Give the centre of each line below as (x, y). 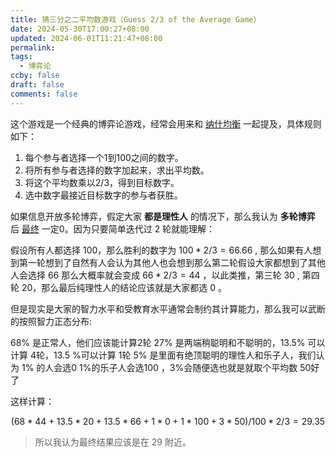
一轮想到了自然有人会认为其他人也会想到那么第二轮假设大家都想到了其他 (176, 262)
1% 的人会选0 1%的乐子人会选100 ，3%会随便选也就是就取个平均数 (159, 367)
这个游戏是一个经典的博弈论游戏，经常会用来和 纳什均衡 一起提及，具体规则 (166, 123)
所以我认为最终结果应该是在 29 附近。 (113, 442)
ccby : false (35, 76)
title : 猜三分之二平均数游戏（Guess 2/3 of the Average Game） (136, 19)
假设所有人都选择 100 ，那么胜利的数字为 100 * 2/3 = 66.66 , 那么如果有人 (161, 250)
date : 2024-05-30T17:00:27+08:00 (80, 29)
